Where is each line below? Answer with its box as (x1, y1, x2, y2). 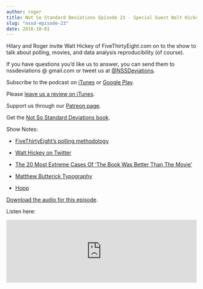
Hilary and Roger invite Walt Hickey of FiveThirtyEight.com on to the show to (6, 42, 196, 50)
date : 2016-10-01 (6, 25, 50, 32)
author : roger (6, 8, 42, 15)
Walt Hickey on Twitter (14, 149, 71, 156)
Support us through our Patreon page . (6, 102, 101, 110)
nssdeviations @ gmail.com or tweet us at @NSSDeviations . (6, 67, 155, 75)
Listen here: (6, 208, 36, 215)
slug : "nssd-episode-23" (6, 20, 69, 26)
